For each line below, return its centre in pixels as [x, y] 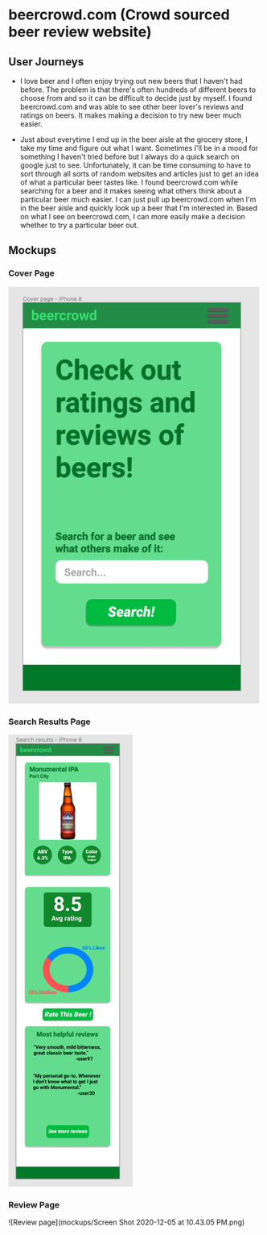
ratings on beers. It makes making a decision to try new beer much [131, 115]
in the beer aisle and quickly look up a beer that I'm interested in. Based [139, 208]
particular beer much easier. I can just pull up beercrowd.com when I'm [138, 200]
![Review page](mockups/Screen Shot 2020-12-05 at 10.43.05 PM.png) [127, 1222]
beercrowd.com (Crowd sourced [119, 15]
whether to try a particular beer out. [79, 225]
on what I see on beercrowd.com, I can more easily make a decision [132, 216]
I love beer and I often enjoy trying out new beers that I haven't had [131, 81]
